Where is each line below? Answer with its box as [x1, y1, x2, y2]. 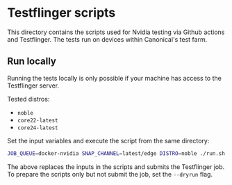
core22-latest [17, 117, 58, 124]
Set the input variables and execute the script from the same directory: [7, 136, 210, 145]
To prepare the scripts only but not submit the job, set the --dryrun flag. [7, 170, 213, 178]
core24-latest [17, 124, 58, 131]
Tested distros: [7, 95, 50, 103]
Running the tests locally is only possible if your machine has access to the [7, 74, 222, 82]
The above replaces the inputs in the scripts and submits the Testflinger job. [7, 162, 225, 171]
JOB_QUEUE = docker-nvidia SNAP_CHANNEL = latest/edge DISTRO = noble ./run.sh [7, 150, 226, 157]
